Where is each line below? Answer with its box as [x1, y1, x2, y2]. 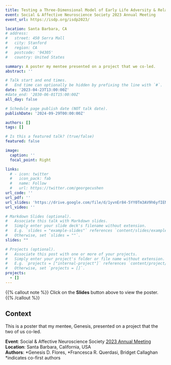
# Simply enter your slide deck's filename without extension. [5, 223, 147, 229]
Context [5, 309, 32, 318]
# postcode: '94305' [5, 50, 53, 55]
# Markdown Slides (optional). [5, 214, 72, 219]
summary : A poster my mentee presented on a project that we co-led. [5, 64, 156, 69]
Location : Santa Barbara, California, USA [5, 344, 92, 350]
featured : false [5, 139, 40, 144]
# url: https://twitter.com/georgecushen [10, 186, 103, 191]
